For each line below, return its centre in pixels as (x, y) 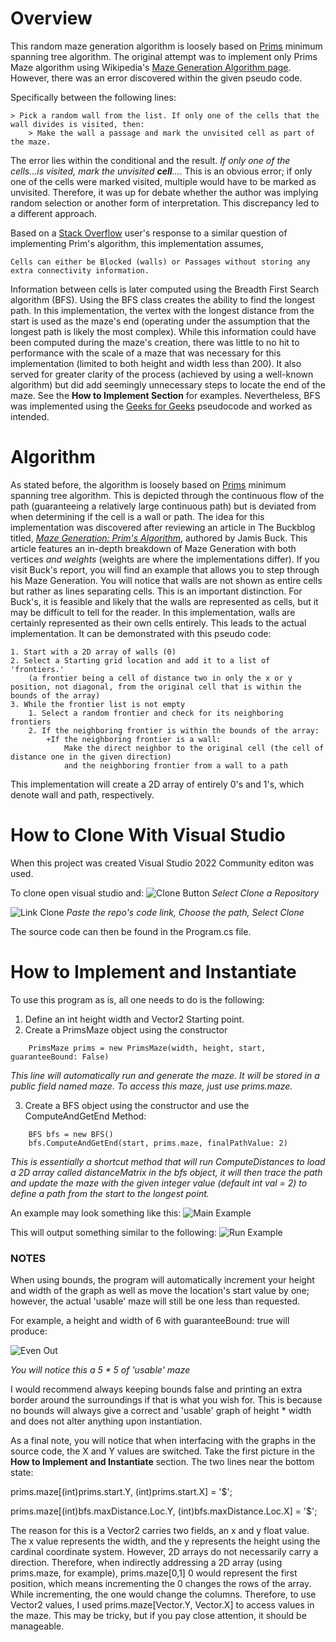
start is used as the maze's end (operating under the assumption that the (160, 321)
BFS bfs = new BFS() (71, 1134)
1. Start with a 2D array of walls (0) (93, 652)
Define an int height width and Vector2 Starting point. (134, 1019)
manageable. (37, 1626)
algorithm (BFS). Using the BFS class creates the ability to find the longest (163, 299)
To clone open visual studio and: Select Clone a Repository (165, 893)
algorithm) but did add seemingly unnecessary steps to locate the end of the (168, 384)
